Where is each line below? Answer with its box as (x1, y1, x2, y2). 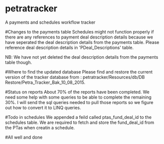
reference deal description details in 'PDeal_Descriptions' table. (5, 44, 134, 50)
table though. (5, 59, 32, 65)
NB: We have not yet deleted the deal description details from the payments (5, 54, 159, 60)
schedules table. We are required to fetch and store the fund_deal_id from (5, 119, 155, 125)
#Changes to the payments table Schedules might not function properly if (5, 29, 154, 35)
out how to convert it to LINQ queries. (5, 105, 81, 110)
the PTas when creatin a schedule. (5, 124, 75, 131)
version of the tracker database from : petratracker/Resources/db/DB (5, 74, 145, 80)
